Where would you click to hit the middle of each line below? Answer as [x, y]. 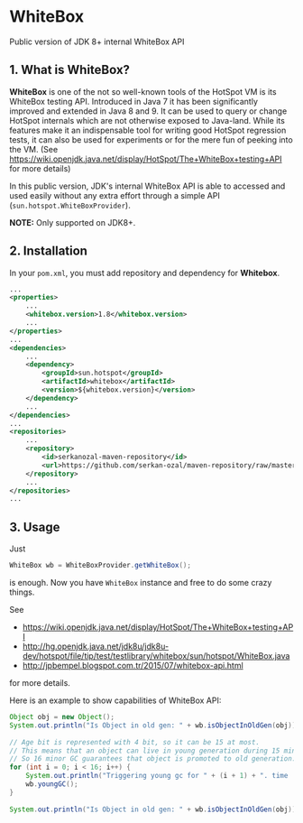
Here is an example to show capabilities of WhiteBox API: [115, 700]
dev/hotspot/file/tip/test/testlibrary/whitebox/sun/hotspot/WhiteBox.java [156, 656]
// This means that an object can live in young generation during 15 [145, 751]
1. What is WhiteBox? [70, 70]
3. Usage [35, 527]
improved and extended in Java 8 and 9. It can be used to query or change [148, 111]
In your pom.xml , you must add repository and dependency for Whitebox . [145, 273]
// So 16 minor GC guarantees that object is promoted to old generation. [153, 759]
